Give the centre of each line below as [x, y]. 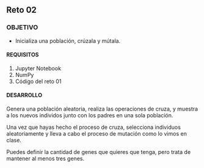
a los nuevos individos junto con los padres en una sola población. [90, 115]
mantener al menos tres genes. [45, 159]
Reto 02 [21, 10]
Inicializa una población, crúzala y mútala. [68, 41]
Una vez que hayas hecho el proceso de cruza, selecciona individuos [94, 127]
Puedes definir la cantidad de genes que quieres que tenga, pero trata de [99, 152]
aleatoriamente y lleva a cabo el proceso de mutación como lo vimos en [97, 134]
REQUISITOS [23, 55]
